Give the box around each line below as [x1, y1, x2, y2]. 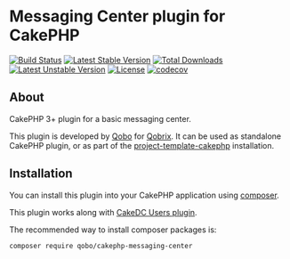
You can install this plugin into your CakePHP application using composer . [9, 190, 280, 200]
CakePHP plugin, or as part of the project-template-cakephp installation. [9, 140, 274, 150]
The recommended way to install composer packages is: [9, 224, 217, 235]
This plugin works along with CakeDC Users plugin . [9, 206, 197, 217]
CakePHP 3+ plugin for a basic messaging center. [9, 113, 191, 124]
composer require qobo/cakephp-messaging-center [9, 241, 193, 250]
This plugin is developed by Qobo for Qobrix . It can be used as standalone [9, 131, 282, 142]
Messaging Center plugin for [9, 6, 226, 27]
